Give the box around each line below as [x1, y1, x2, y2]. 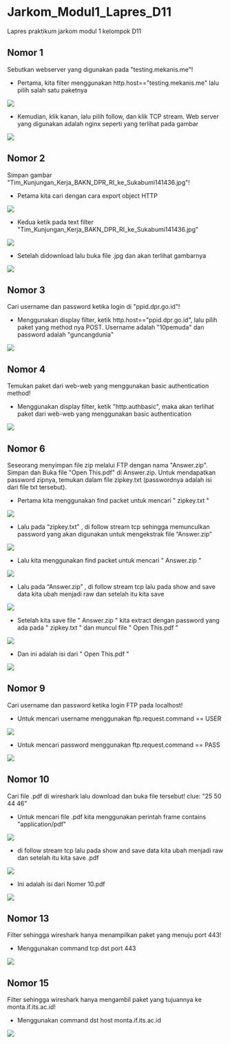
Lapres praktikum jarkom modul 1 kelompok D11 [7, 27, 142, 35]
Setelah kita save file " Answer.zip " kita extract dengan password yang [17, 616, 220, 624]
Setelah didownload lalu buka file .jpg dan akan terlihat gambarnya [17, 251, 207, 259]
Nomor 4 [7, 363, 46, 375]
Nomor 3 [7, 284, 46, 296]
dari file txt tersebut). [7, 483, 67, 491]
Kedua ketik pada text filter [17, 218, 94, 226]
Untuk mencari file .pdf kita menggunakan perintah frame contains [17, 812, 207, 821]
